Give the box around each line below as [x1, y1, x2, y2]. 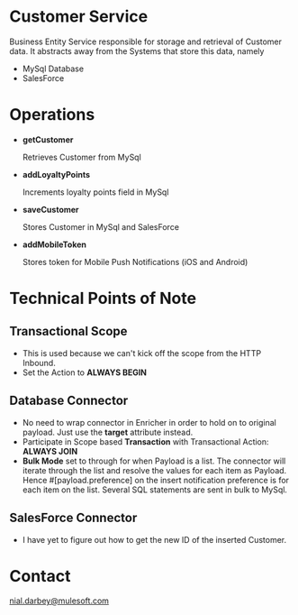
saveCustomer [22, 204, 79, 215]
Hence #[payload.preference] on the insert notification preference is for [22, 474, 290, 485]
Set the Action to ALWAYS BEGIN [22, 367, 147, 378]
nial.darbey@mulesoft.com [9, 595, 110, 606]
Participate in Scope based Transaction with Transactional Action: [22, 436, 269, 447]
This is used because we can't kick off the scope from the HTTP [22, 347, 262, 358]
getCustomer [22, 133, 74, 145]
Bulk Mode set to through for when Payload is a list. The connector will [22, 455, 286, 466]
